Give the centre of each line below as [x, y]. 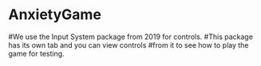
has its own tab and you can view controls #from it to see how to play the [129, 45]
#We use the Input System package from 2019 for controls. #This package [131, 37]
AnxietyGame [55, 15]
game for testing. [37, 53]
